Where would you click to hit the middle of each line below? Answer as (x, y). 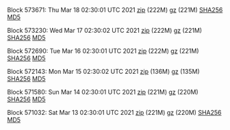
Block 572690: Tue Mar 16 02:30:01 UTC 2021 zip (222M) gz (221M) (103, 51)
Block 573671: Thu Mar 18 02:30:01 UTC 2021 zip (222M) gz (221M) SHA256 (115, 10)
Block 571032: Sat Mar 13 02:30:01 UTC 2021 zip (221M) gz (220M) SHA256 (114, 113)
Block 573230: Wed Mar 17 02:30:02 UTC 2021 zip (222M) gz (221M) (105, 30)
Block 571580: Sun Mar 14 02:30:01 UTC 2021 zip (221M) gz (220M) (103, 92)
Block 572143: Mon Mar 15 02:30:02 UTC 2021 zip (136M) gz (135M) (103, 71)
